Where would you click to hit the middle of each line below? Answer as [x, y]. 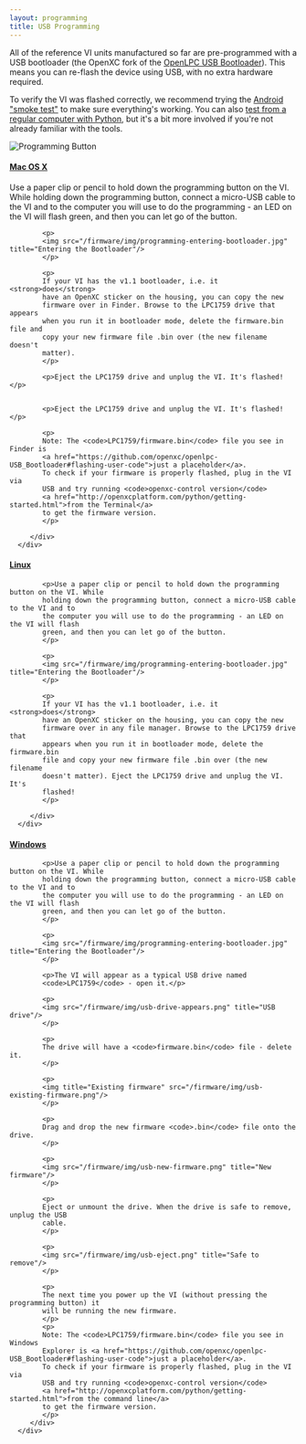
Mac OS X [29, 167]
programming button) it [55, 1303]
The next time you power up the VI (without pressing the [155, 1295]
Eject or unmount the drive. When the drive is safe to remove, [167, 1207]
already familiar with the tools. [66, 128]
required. [26, 81]
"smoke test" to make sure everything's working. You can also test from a [148, 109]
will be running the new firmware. [110, 1312]
